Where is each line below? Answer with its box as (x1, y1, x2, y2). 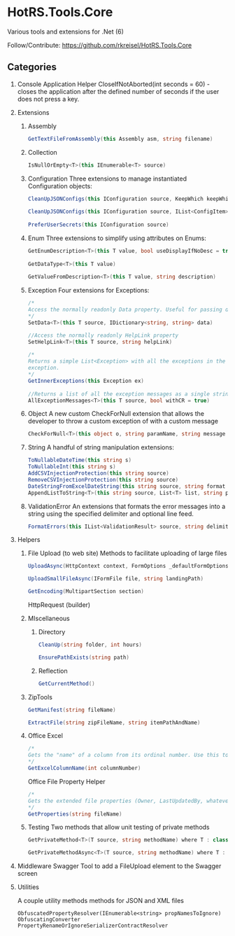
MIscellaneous (27, 614, 70, 622)
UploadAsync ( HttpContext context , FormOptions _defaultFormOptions (27, 563, 229, 570)
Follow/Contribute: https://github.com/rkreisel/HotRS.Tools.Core (7, 41, 192, 49)
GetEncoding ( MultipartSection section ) (27, 588, 145, 595)
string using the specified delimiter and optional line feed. (27, 509, 194, 518)
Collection (27, 148, 57, 156)
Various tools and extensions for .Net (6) (7, 27, 124, 36)
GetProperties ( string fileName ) (27, 810, 122, 818)
